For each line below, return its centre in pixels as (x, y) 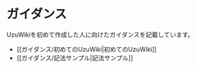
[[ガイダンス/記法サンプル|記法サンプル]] (75, 58)
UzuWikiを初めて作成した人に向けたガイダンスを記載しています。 (100, 34)
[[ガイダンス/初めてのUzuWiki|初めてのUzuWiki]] (87, 49)
